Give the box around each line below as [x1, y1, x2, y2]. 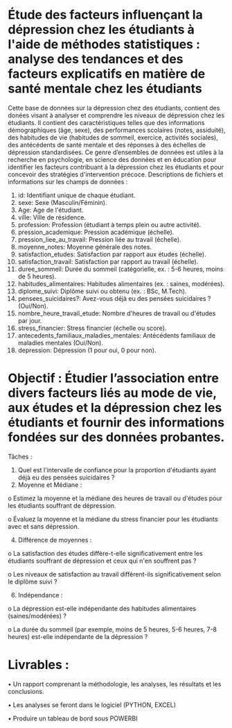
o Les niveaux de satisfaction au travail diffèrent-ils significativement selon [8, 570, 221, 578]
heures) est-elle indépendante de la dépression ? [8, 632, 148, 640]
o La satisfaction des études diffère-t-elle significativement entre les [8, 549, 203, 557]
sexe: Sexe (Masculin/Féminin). [17, 198, 107, 206]
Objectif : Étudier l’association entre [8, 370, 219, 386]
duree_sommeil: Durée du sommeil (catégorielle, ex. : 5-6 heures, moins [17, 265, 224, 273]
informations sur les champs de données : [8, 177, 128, 185]
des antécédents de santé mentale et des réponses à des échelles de [8, 140, 206, 149]
